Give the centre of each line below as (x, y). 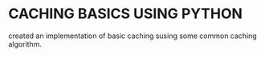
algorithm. (25, 44)
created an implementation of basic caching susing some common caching (132, 36)
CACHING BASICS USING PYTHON (126, 14)
